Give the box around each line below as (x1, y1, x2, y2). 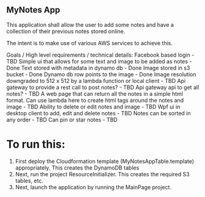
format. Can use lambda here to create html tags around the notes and (6, 96, 184, 104)
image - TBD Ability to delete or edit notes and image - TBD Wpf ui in (6, 103, 181, 110)
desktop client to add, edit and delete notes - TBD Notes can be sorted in (6, 109, 191, 116)
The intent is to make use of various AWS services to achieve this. (6, 39, 173, 46)
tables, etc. (15, 177, 44, 184)
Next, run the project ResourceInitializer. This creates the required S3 (15, 170, 190, 177)
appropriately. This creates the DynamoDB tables (15, 164, 140, 171)
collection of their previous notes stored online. (6, 27, 125, 35)
